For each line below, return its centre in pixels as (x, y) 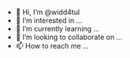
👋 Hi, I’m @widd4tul (48, 12)
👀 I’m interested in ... (49, 20)
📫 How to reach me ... (52, 46)
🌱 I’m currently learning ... (58, 29)
